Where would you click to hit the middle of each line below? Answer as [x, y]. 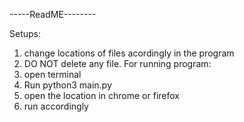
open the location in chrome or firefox [101, 95]
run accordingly [56, 106]
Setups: [25, 33]
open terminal [52, 74]
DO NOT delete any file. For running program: [117, 63]
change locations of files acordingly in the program [129, 53]
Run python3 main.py [67, 85]
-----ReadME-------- [53, 14]
